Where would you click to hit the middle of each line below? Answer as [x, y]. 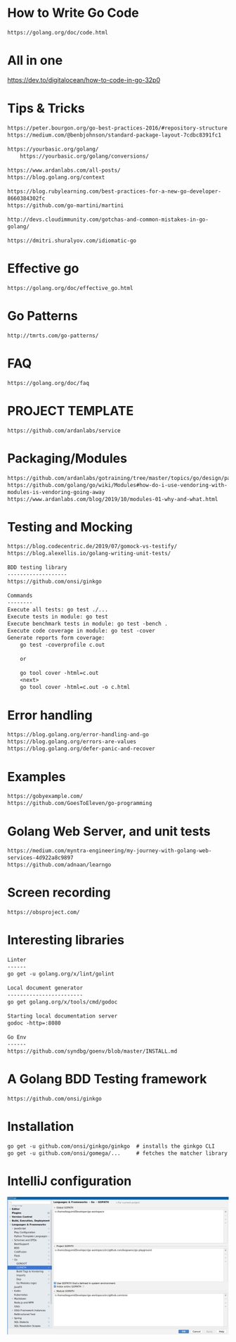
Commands [20, 596]
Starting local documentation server [63, 1016]
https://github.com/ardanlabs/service [64, 431]
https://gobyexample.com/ [45, 797]
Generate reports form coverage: [56, 638]
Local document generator [45, 988]
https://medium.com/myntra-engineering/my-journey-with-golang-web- [110, 851]
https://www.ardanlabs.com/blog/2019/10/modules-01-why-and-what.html [113, 499]
